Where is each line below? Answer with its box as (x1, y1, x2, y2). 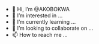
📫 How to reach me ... (11, 32, 68, 38)
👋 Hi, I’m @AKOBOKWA (11, 6, 70, 12)
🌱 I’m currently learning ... (11, 18, 76, 25)
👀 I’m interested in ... (11, 12, 63, 19)
